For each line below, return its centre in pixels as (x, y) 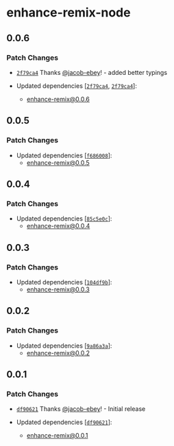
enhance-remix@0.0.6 (58, 99)
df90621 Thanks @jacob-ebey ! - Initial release (81, 409)
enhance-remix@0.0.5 (58, 162)
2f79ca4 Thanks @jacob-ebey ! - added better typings (92, 72)
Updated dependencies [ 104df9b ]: (64, 282)
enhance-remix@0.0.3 (58, 289)
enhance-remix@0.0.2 (58, 353)
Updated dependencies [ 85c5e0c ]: (64, 219)
